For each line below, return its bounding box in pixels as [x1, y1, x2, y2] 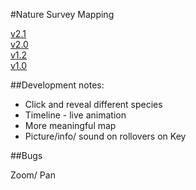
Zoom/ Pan [10, 169, 56, 181]
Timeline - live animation [24, 109, 127, 121]
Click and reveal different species [24, 99, 163, 110]
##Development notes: [10, 79, 105, 91]
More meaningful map [24, 120, 117, 131]
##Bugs [10, 150, 43, 161]
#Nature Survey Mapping [10, 9, 115, 20]
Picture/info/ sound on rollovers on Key [24, 130, 187, 142]
